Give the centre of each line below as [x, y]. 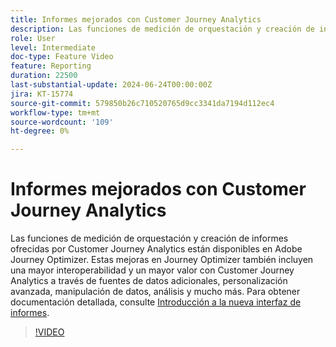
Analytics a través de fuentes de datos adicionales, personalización [149, 281]
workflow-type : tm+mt [55, 112]
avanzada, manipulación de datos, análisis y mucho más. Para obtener [155, 292]
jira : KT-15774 [42, 94]
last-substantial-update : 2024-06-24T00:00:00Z [111, 85]
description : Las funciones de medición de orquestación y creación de [162, 29]
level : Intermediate [53, 47]
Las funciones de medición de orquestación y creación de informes [149, 238]
